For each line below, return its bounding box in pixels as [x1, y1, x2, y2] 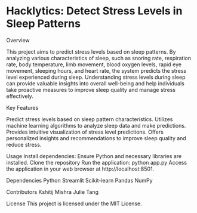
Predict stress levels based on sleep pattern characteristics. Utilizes [6, 115, 173, 123]
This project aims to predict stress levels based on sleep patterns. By [6, 48, 176, 55]
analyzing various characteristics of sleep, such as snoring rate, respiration [6, 54, 191, 61]
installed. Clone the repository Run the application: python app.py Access [6, 159, 187, 166]
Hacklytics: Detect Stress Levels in [6, 4, 183, 18]
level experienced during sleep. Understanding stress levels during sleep [6, 73, 186, 81]
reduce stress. [6, 141, 42, 148]
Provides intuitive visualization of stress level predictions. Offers [6, 128, 164, 135]
